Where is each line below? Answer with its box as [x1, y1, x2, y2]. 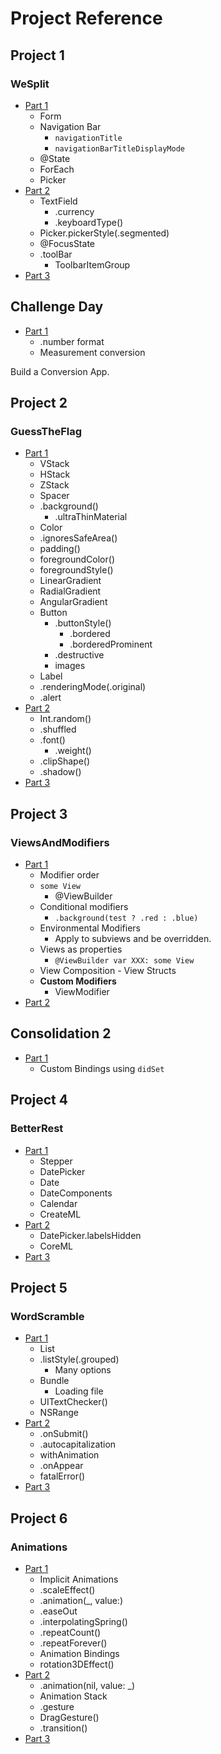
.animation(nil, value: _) [39, 1679, 135, 1691]
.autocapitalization [39, 1438, 117, 1451]
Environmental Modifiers [39, 922, 141, 934]
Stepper [39, 1155, 73, 1167]
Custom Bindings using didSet [39, 1062, 165, 1074]
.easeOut [39, 1605, 78, 1617]
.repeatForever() [39, 1637, 108, 1649]
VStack [39, 458, 70, 470]
